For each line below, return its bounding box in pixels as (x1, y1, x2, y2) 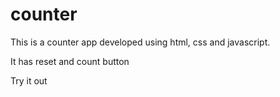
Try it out (10, 74, 48, 87)
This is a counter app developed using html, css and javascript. (10, 36, 271, 48)
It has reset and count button (10, 55, 130, 67)
